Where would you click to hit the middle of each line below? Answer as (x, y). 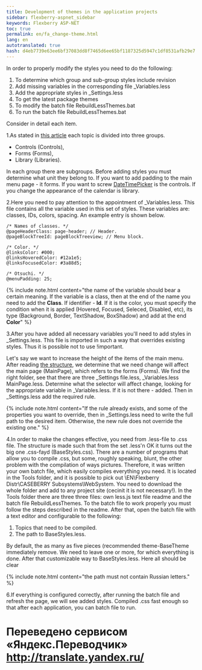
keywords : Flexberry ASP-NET (43, 23)
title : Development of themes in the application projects (82, 12)
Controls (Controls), (39, 147)
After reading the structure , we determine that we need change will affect (97, 365)
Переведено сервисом (67, 632)
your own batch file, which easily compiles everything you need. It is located (101, 471)
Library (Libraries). (38, 160)
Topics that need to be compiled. (56, 527)
